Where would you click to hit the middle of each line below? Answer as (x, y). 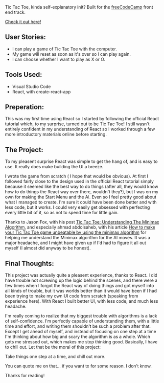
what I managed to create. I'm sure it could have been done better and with (81, 202)
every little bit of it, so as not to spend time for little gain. (62, 213)
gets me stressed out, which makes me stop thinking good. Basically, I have (81, 342)
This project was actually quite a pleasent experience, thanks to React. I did (81, 275)
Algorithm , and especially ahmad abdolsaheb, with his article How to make (80, 227)
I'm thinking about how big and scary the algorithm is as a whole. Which (78, 337)
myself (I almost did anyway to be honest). (48, 248)
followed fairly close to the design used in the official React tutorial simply (80, 181)
